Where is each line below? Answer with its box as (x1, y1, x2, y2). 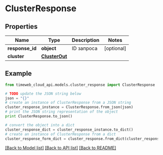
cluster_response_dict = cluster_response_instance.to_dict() (5, 127, 133, 132)
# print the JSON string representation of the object (5, 109, 118, 115)
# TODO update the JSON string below (5, 91, 81, 96)
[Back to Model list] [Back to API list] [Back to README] (5, 145, 116, 151)
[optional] (104, 45, 127, 52)
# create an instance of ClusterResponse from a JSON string (5, 100, 131, 105)
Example (5, 69, 32, 78)
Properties (5, 22, 38, 31)
